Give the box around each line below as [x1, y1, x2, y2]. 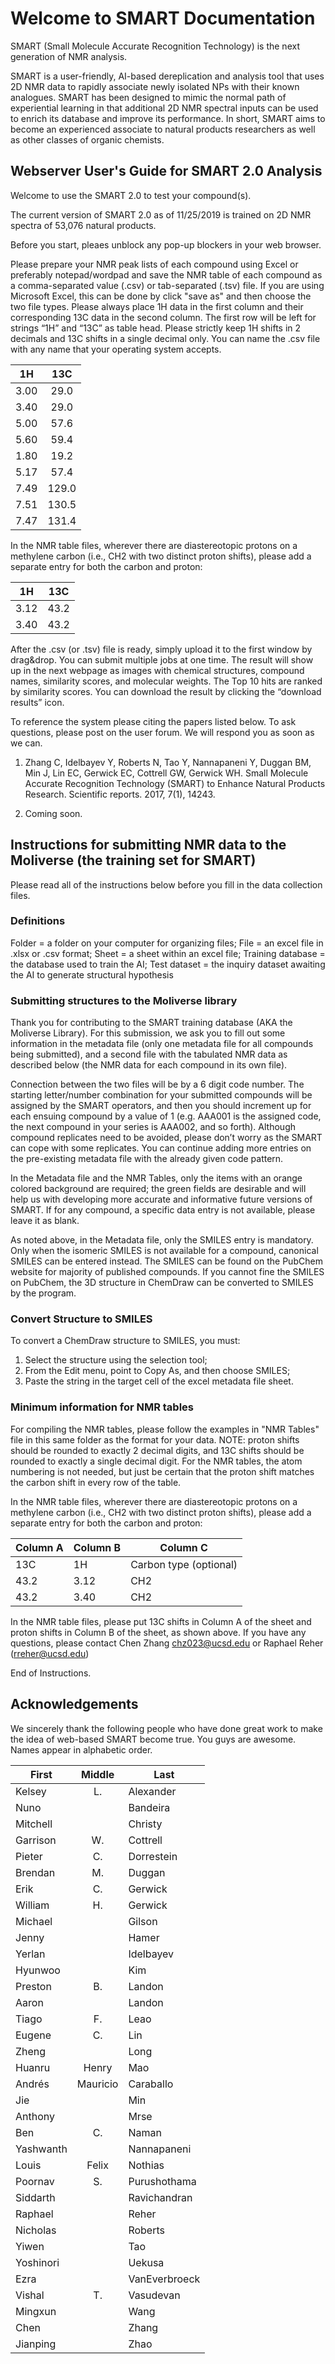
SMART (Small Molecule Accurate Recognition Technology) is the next [10, 40, 300, 52]
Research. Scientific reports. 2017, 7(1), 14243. [24, 788, 216, 800]
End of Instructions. [10, 1667, 92, 1679]
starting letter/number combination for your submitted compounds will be [10, 1089, 313, 1101]
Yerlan [15, 1947, 46, 1961]
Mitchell [15, 1817, 53, 1831]
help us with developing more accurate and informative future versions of [10, 1193, 313, 1206]
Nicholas [15, 2223, 57, 2237]
